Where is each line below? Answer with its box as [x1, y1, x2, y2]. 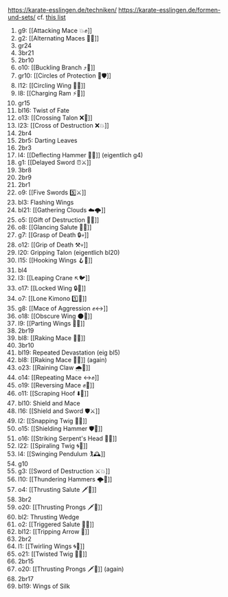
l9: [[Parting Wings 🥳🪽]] [17, 319, 85, 327]
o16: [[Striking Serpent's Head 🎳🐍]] [17, 434, 117, 442]
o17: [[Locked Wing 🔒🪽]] [17, 284, 87, 292]
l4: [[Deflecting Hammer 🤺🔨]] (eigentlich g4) [17, 151, 144, 159]
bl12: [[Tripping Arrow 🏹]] [17, 528, 90, 535]
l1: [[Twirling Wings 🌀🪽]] [17, 542, 85, 550]
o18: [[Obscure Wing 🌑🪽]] [17, 312, 93, 320]
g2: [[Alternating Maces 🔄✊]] [17, 34, 99, 42]
